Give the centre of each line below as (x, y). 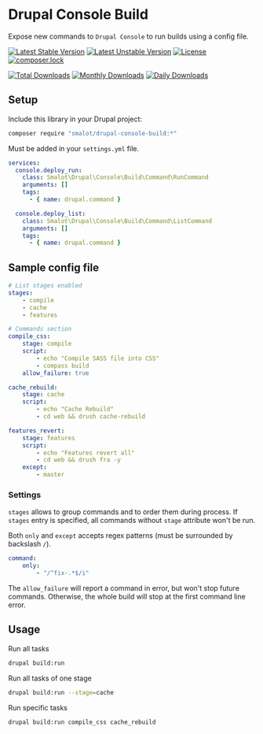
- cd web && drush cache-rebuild (91, 417)
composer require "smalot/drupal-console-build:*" (93, 133)
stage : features (49, 438)
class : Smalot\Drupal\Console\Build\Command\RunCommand (116, 178)
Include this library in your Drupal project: (75, 119)
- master (51, 475)
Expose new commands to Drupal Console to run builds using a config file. (128, 36)
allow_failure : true (56, 373)
